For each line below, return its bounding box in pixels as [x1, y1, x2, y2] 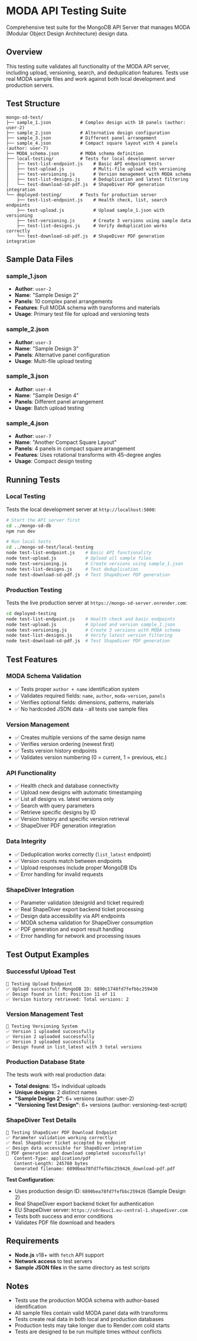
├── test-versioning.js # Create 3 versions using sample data [17, 217, 192, 224]
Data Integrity [6, 837, 47, 845]
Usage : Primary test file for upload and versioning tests [14, 310, 149, 318]
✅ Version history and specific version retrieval [14, 816, 130, 823]
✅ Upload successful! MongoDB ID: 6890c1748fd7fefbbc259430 [6, 986, 158, 992]
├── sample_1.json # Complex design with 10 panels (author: [6, 119, 186, 125]
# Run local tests [6, 539, 51, 545]
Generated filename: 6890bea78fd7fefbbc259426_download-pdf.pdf [14, 1166, 176, 1172]
